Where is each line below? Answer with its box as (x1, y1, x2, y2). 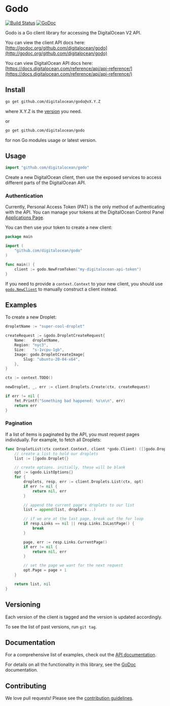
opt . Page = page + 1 (23, 568, 67, 573)
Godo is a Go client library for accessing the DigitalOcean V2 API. (5, 29, 142, 36)
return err (14, 403, 37, 408)
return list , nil (14, 581, 51, 586)
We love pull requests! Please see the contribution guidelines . (5, 695, 134, 701)
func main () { (5, 262, 35, 267)
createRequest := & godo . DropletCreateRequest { (5, 333, 105, 338)
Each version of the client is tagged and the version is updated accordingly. (5, 614, 163, 620)
